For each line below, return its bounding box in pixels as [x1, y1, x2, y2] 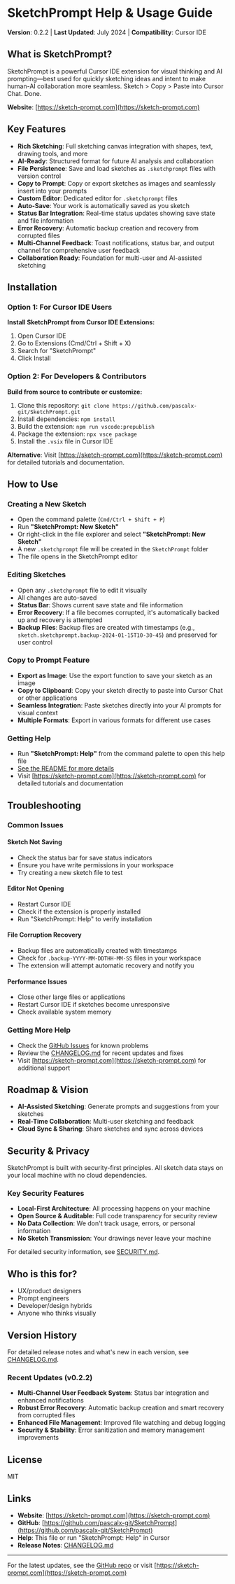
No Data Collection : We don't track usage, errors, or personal [17, 1219, 196, 1227]
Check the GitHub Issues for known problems [17, 1041, 149, 1049]
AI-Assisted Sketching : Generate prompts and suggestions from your [17, 1102, 220, 1111]
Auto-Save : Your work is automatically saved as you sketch [17, 201, 190, 209]
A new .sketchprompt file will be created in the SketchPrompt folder [17, 545, 208, 553]
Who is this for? [7, 1268, 78, 1280]
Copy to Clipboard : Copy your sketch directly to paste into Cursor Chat [17, 686, 223, 694]
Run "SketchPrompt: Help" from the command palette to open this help [17, 750, 225, 758]
